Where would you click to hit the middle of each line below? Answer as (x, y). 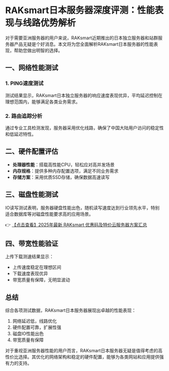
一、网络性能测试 (32, 68)
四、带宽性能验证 (32, 243)
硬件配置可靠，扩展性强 (37, 327)
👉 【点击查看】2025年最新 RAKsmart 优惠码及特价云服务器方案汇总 (76, 225)
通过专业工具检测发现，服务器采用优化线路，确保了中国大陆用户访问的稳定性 (84, 128)
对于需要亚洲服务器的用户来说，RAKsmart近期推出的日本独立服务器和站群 (82, 38)
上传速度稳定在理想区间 (37, 267)
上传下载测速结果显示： (29, 257)
